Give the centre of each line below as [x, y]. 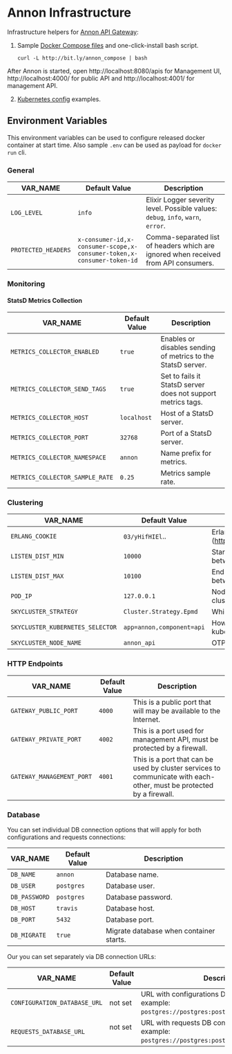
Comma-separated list [183, 237]
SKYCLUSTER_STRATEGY [44, 612]
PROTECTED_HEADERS [41, 250]
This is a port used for [168, 730]
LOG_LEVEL [27, 213]
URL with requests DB [176, 1023]
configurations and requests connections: [67, 837]
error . [156, 226]
